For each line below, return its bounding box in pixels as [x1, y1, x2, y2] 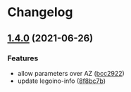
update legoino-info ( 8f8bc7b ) [17, 77, 106, 85]
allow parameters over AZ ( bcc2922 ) [17, 69, 125, 77]
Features [7, 53, 39, 63]
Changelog [7, 4, 73, 20]
